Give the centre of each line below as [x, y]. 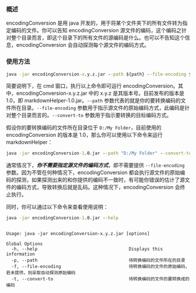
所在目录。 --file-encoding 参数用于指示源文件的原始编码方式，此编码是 [98, 108]
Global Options [24, 244]
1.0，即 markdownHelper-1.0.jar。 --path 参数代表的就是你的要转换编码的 [93, 101]
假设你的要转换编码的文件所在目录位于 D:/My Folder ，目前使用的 [84, 127]
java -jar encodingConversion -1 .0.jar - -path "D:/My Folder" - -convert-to [99, 153]
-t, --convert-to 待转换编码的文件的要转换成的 [100, 279]
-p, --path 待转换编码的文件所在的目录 [98, 261]
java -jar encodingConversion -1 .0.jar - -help [62, 218]
